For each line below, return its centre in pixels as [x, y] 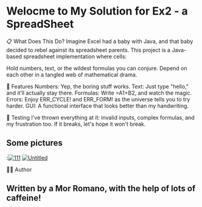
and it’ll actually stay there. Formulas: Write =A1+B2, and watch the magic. [99, 93]
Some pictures [34, 143]
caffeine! [24, 198]
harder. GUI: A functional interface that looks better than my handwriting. [98, 106]
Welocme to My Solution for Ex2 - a [97, 11]
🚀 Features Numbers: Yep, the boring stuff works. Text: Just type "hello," [97, 86]
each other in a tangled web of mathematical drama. [72, 75]
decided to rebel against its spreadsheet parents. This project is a [89, 50]
